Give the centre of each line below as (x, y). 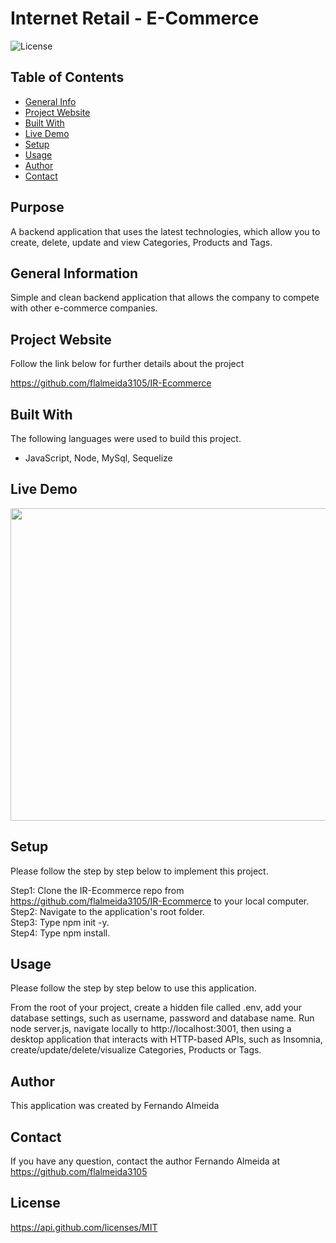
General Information (74, 273)
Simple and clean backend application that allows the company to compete (165, 298)
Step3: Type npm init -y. (60, 922)
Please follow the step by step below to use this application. (133, 988)
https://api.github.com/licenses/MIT (84, 1227)
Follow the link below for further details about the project (127, 364)
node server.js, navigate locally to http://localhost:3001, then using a (151, 1029)
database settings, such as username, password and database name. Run (162, 1018)
